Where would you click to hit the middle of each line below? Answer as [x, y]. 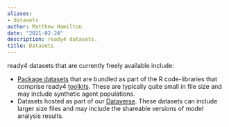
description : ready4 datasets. [52, 40]
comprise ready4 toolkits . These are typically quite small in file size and [119, 86]
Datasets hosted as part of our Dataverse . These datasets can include [117, 101]
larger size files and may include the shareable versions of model [110, 109]
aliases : [20, 14]
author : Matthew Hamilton [44, 26]
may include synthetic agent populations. [76, 94]
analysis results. [40, 116]
